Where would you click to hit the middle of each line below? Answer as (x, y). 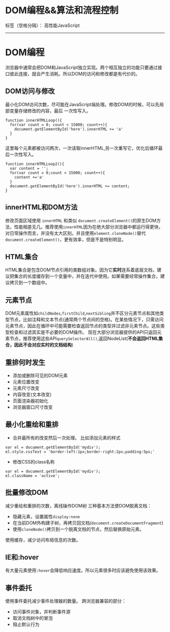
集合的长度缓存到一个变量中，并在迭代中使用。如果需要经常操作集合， (87, 276)
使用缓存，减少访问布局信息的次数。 (43, 540)
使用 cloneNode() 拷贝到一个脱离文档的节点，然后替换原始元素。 (78, 529)
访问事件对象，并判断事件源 (41, 612)
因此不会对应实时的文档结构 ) (44, 345)
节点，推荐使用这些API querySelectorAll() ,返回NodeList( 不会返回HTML (84, 339)
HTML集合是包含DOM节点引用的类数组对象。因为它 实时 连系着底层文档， (81, 270)
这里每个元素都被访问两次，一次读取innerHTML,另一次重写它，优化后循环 (82, 148)
